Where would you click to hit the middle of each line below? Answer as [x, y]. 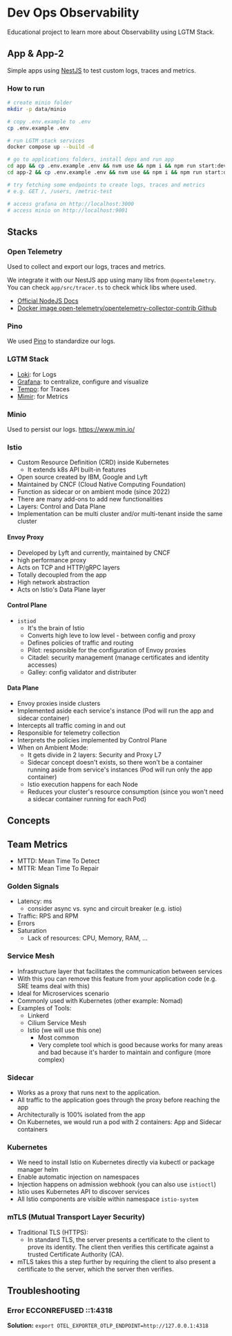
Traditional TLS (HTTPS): [52, 1232]
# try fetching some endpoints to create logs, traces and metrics [106, 185]
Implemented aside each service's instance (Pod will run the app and [115, 711]
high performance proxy [51, 560]
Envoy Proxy [26, 537]
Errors [26, 923]
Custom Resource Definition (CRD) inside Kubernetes [93, 463]
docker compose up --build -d [51, 147]
